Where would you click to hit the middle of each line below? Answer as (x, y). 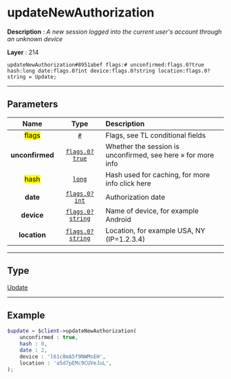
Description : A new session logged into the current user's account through (114, 32)
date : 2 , (34, 350)
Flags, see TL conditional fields (156, 135)
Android (119, 219)
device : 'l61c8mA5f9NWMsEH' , (63, 356)
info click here (128, 183)
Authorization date (135, 197)
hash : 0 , (34, 344)
